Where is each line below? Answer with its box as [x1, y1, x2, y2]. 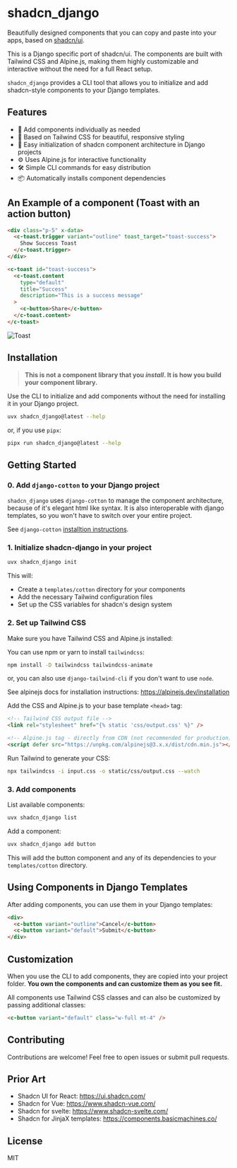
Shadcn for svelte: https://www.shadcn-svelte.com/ [17, 1107, 169, 1116]
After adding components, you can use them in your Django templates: [7, 900, 213, 908]
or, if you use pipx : [7, 426, 61, 434]
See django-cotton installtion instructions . [7, 525, 129, 533]
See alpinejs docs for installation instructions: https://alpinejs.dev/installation [7, 688, 230, 696]
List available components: [7, 801, 85, 809]
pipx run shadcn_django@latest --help [7, 439, 121, 446]
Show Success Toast [20, 240, 78, 247]
